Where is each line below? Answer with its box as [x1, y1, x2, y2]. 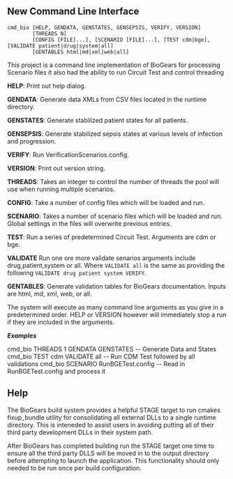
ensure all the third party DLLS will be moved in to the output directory [7, 449, 209, 457]
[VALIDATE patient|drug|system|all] [7, 42, 114, 50]
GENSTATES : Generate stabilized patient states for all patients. [7, 116, 188, 124]
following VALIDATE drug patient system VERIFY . [7, 268, 146, 277]
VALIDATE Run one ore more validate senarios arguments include [7, 254, 196, 262]
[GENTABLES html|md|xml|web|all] [32, 48, 130, 55]
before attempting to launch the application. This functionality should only [7, 456, 220, 464]
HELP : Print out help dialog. [7, 82, 87, 90]
